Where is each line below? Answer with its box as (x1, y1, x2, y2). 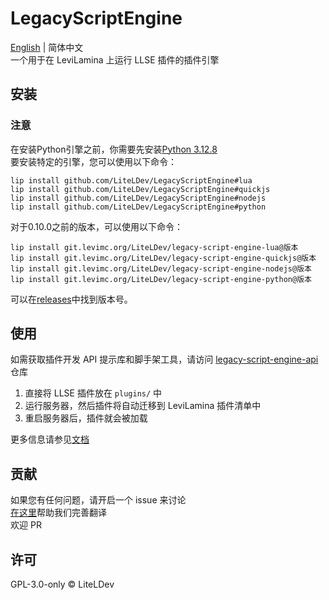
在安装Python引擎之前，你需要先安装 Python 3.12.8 (10, 143, 218, 155)
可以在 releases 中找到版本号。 (10, 293, 133, 305)
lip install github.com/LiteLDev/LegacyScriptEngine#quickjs (10, 184, 271, 194)
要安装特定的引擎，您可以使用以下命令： (10, 155, 177, 167)
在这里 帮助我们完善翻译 (10, 507, 107, 519)
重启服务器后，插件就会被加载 (24, 412, 148, 424)
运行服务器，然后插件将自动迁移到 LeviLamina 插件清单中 (24, 400, 262, 412)
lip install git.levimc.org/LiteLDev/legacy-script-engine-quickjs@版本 (10, 253, 317, 263)
